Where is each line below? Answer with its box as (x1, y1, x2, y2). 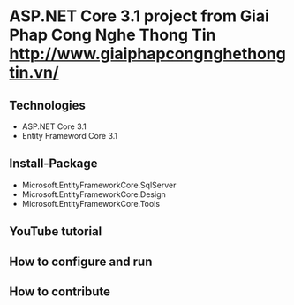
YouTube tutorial (9, 224, 102, 240)
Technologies (9, 97, 87, 112)
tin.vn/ (9, 63, 59, 83)
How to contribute (9, 284, 111, 299)
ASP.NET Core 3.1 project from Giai (9, 6, 269, 27)
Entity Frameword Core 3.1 (21, 131, 118, 141)
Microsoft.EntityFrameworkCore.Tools (21, 198, 161, 209)
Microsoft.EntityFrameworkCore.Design (21, 188, 166, 200)
